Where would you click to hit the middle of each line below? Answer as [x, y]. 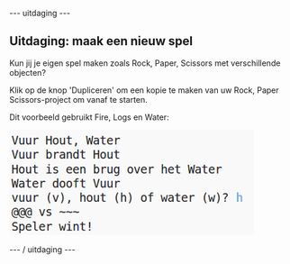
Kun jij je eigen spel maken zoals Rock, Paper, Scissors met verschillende [145, 63]
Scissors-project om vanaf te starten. [79, 99]
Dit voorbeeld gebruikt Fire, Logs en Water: [89, 117]
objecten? [28, 72]
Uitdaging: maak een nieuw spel [101, 41]
